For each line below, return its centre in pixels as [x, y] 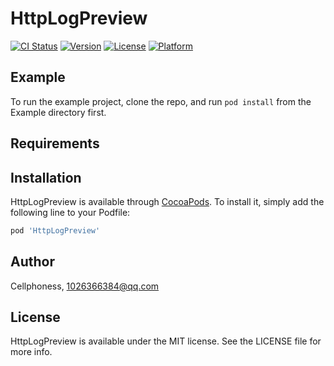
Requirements [55, 143]
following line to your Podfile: [70, 212]
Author [32, 262]
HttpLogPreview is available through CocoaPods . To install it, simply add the [167, 201]
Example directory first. [58, 112]
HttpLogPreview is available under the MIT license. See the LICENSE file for [166, 341]
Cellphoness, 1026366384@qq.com [85, 286]
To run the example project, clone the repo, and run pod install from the [161, 101]
